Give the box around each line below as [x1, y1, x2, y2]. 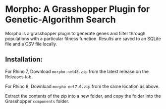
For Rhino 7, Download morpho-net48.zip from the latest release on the [5, 68, 149, 74]
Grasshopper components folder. [5, 98, 69, 104]
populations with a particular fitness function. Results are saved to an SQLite [5, 36, 161, 42]
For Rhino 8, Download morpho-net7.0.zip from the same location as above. [5, 83, 160, 89]
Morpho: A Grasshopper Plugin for [5, 3, 150, 15]
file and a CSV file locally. [5, 41, 57, 47]
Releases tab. [5, 73, 33, 80]
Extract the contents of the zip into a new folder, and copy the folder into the [5, 93, 161, 99]
